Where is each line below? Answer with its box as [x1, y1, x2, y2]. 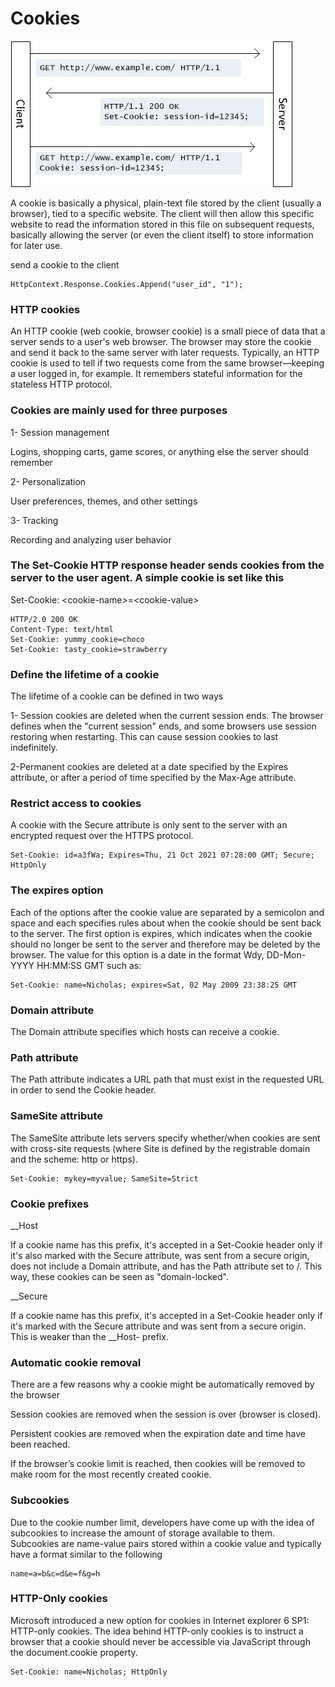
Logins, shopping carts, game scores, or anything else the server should [10, 445, 309, 457]
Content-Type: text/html [10, 624, 114, 634]
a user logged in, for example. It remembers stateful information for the [10, 368, 303, 380]
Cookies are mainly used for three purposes [10, 403, 228, 417]
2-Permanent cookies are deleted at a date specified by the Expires [10, 761, 289, 773]
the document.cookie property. [10, 1646, 138, 1658]
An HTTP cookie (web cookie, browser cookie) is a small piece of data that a [10, 325, 326, 337]
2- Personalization [10, 475, 87, 487]
